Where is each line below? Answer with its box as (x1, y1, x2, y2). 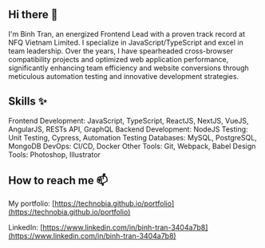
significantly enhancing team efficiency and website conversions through (8, 63, 249, 73)
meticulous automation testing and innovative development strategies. (8, 71, 239, 81)
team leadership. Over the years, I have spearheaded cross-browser (8, 45, 234, 56)
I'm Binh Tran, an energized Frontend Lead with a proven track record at (8, 29, 246, 38)
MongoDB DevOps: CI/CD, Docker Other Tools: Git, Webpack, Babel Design (8, 141, 256, 151)
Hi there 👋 (8, 8, 58, 22)
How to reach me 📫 (8, 174, 109, 187)
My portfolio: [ (8, 199, 55, 208)
